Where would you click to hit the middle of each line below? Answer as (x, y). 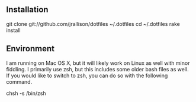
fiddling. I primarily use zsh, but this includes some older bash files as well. (97, 69)
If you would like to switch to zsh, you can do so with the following (87, 75)
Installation (27, 10)
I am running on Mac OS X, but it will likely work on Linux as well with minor (98, 63)
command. (19, 81)
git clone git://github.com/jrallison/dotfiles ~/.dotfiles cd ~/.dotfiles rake (93, 24)
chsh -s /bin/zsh (26, 93)
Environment (30, 49)
